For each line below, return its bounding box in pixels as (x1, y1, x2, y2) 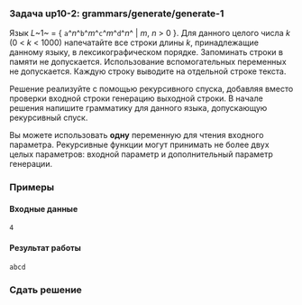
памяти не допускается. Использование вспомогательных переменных (9, 57, 287, 68)
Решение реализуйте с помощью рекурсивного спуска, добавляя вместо (9, 84, 294, 95)
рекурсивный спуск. (9, 112, 88, 124)
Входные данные (9, 203, 78, 214)
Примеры (9, 181, 55, 194)
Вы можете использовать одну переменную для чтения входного (9, 130, 264, 141)
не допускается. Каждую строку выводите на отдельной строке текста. (9, 66, 287, 77)
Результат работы (9, 243, 81, 254)
